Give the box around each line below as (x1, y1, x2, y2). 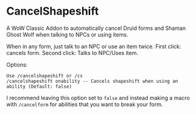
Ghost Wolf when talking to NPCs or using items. (6, 30, 128, 38)
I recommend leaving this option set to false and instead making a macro (6, 94, 191, 101)
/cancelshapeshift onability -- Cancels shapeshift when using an (6, 78, 178, 84)
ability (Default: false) (6, 84, 72, 90)
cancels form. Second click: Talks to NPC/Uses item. (6, 49, 139, 56)
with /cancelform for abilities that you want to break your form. (6, 101, 163, 108)
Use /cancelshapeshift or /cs (6, 73, 83, 79)
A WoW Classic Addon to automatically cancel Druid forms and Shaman (6, 24, 186, 32)
